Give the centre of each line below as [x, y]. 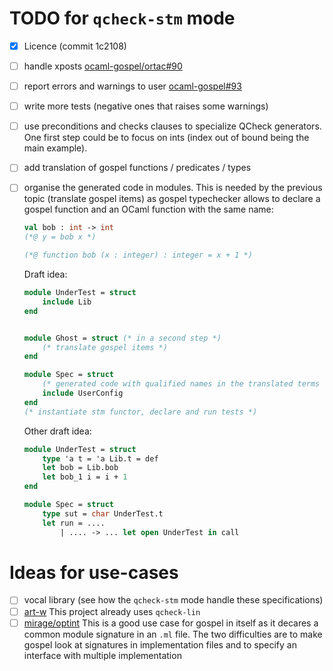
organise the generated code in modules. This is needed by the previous [173, 188]
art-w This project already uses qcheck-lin [112, 611]
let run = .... [74, 523]
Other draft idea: [57, 431]
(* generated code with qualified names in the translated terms [181, 384]
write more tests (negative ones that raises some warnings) [146, 106]
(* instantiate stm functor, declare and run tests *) [140, 412]
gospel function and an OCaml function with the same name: [148, 209]
